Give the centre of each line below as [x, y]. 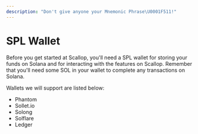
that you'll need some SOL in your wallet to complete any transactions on [96, 70]
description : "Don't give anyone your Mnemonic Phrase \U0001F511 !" [92, 12]
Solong [23, 112]
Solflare [24, 118]
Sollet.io [25, 106]
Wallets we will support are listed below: [55, 88]
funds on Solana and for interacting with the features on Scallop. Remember [99, 63]
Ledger [23, 125]
